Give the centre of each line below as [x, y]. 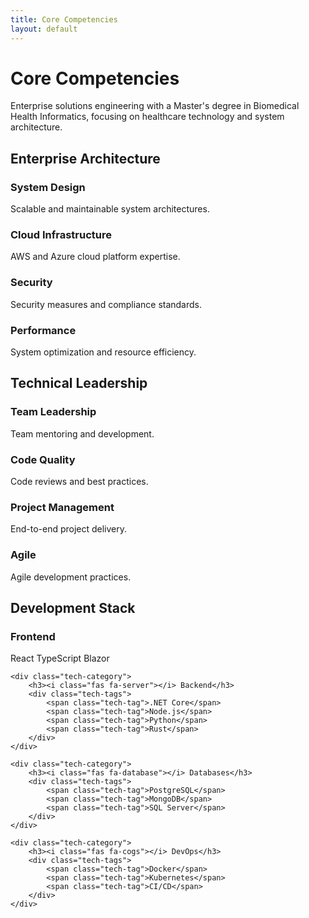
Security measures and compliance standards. [106, 304]
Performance [43, 330]
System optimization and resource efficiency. [103, 352]
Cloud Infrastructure [61, 235]
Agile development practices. [71, 577]
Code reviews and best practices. [79, 481]
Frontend [33, 636]
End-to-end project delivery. [69, 529]
